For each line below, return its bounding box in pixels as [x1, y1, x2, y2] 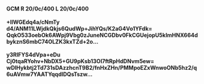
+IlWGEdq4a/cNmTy [6, 18, 60, 26]
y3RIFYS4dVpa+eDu [6, 51, 61, 58]
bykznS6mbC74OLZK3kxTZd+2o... [6, 38, 99, 45]
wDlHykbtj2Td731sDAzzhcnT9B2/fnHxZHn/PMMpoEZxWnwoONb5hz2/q [6, 64, 197, 72]
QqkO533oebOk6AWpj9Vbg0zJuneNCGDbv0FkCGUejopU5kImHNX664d [6, 31, 198, 39]
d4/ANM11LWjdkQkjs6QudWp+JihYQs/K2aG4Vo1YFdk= [6, 25, 153, 32]
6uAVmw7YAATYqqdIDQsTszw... [6, 71, 93, 78]
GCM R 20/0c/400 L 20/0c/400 [6, 5, 89, 12]
